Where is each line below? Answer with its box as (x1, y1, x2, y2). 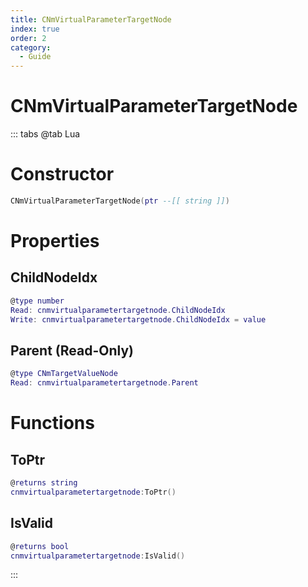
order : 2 (10, 33, 47, 43)
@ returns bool (10, 541, 70, 551)
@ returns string (10, 478, 78, 488)
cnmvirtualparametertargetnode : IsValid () (10, 551, 186, 561)
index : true (10, 24, 60, 34)
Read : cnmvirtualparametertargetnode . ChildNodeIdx (10, 305, 226, 315)
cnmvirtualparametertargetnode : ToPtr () (10, 487, 177, 497)
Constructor (10, 163, 115, 186)
